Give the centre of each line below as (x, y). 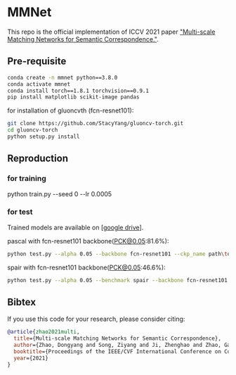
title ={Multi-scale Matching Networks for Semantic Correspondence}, (117, 338)
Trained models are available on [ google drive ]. (76, 227)
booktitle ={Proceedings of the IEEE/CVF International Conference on (117, 352)
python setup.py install (44, 136)
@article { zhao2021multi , (44, 332)
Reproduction (38, 159)
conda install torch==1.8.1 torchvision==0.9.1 (78, 91)
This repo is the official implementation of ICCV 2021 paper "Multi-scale (111, 32)
